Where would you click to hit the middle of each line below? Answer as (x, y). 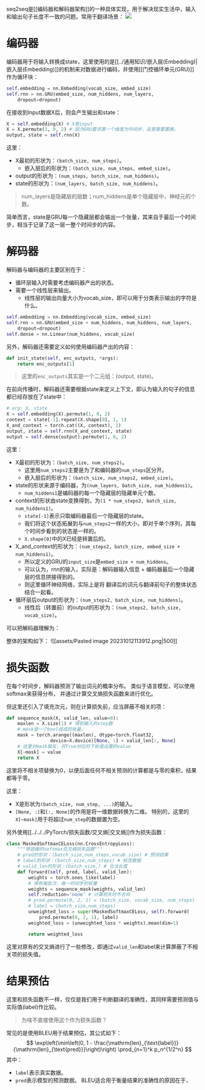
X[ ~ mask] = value (39, 752)
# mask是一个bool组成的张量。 (52, 729)
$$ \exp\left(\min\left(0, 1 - (59, 1042)
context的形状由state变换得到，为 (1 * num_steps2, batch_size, (96, 500)
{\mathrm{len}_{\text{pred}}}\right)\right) (65, 1049)
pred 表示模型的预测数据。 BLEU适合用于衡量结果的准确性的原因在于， (103, 1080)
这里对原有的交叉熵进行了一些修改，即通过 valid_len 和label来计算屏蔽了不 (99, 946)
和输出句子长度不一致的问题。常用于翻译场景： (65, 16)
